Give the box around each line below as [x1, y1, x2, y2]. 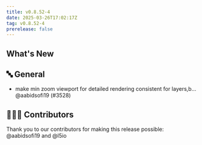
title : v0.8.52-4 [6, 9, 50, 15]
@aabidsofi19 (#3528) [15, 92, 71, 99]
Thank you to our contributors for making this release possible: [6, 126, 164, 133]
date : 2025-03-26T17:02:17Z [6, 15, 78, 21]
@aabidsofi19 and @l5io [6, 132, 67, 140]
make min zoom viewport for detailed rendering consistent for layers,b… [15, 85, 197, 93]
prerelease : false [6, 26, 53, 32]
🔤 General [6, 69, 46, 80]
